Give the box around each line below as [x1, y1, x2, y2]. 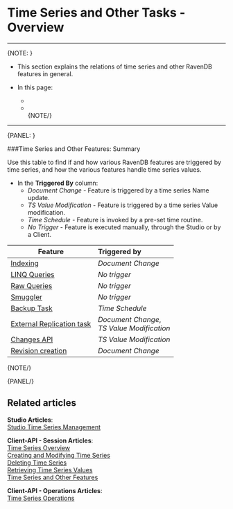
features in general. [17, 69, 74, 78]
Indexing [10, 258, 40, 268]
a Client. [27, 230, 52, 238]
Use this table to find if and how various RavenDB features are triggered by [7, 158, 222, 166]
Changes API [10, 334, 53, 344]
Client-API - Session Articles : [7, 436, 94, 445]
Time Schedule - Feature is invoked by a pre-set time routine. [27, 215, 203, 224]
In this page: [17, 83, 53, 91]
